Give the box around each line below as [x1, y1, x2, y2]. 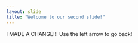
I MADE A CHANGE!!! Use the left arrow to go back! [6, 30, 133, 37]
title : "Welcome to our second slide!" [6, 14, 106, 20]
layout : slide [6, 8, 42, 15]
